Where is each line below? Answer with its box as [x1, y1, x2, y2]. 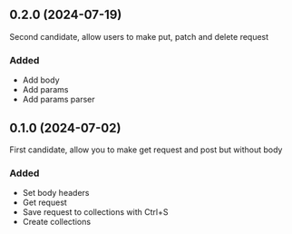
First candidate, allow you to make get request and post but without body [9, 144, 283, 155]
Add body [22, 74, 61, 85]
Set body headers [22, 188, 90, 199]
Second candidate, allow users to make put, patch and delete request [9, 31, 269, 42]
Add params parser [22, 94, 95, 105]
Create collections [22, 217, 92, 228]
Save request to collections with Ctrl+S [22, 207, 169, 218]
